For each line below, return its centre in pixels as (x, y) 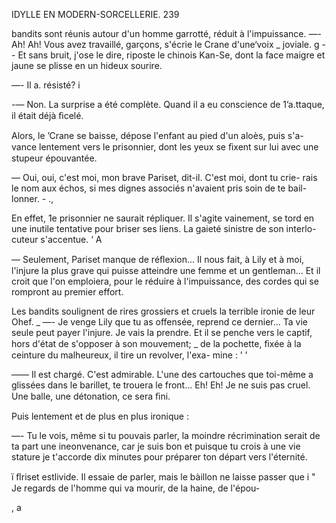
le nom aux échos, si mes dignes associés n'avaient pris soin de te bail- (159, 188)
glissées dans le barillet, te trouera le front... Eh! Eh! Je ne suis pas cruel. (161, 385)
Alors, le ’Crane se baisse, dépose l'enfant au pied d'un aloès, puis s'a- (157, 135)
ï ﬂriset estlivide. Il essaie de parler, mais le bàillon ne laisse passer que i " (163, 477)
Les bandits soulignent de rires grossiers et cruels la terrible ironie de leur (163, 311)
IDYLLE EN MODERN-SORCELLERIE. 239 (95, 14)
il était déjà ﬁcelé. (47, 115)
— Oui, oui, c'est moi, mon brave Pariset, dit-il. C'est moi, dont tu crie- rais (164, 177)
